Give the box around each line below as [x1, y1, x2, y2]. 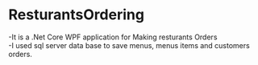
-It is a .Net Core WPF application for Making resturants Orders [8, 32, 218, 42]
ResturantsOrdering [8, 6, 145, 24]
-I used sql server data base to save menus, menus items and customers [8, 40, 250, 50]
